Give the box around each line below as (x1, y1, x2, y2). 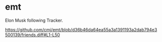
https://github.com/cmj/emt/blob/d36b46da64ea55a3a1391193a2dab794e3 (5, 27, 158, 32)
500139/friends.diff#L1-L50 (5, 32, 60, 38)
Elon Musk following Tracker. (5, 17, 63, 23)
